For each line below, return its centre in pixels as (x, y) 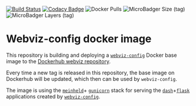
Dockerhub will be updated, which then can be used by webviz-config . (92, 78)
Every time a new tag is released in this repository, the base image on (90, 73)
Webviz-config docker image (79, 39)
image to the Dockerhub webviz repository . (58, 61)
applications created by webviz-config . (53, 96)
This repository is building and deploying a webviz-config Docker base (92, 55)
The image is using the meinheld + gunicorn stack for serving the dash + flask (98, 90)
